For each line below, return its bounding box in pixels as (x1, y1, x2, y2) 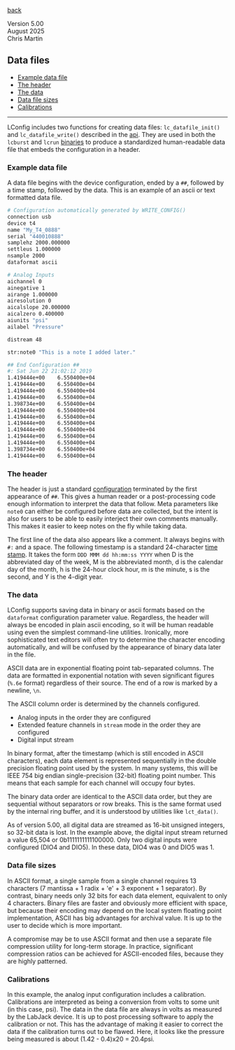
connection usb (7, 213, 52, 220)
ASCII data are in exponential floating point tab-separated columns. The (7, 664, 215, 673)
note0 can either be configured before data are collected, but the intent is (7, 507, 218, 516)
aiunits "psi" (7, 317, 49, 324)
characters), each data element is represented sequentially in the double (7, 756, 217, 765)
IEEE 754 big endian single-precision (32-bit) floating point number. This (7, 772, 216, 780)
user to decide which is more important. (7, 921, 122, 929)
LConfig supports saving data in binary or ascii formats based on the (7, 606, 205, 614)
